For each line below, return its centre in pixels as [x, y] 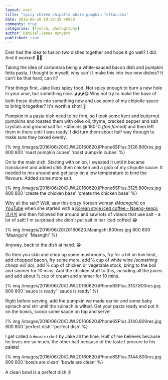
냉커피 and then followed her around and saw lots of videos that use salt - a [83, 214]
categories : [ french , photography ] [42, 29]
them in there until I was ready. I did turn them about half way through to [80, 132]
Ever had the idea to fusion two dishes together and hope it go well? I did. [81, 52]
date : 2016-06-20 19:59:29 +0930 [40, 19]
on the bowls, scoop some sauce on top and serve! [58, 311]
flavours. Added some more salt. [39, 178]
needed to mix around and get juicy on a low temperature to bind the [76, 173]
